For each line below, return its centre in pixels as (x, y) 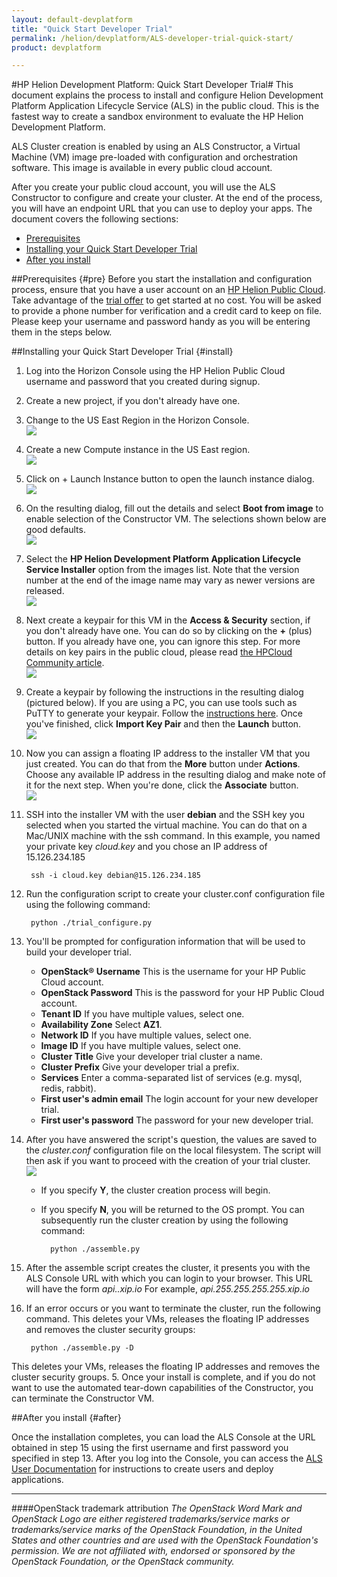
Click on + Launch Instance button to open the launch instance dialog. (170, 479)
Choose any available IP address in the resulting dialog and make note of (175, 775)
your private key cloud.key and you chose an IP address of (146, 847)
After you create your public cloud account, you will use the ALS (143, 187)
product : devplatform (56, 47)
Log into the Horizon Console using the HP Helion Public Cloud (155, 371)
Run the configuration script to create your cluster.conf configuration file (175, 894)
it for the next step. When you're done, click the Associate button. (162, 785)
